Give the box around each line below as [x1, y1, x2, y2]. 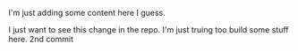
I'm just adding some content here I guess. [8, 8, 166, 18]
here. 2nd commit [8, 34, 73, 44]
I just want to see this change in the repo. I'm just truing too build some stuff [8, 25, 289, 34]
